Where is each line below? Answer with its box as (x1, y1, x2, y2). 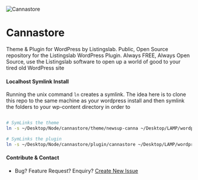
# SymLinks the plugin (6, 136, 62, 142)
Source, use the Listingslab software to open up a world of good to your (6, 58, 181, 65)
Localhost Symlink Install (6, 78, 69, 85)
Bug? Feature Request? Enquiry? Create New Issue (14, 167, 138, 174)
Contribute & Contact (6, 154, 60, 161)
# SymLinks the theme (6, 120, 60, 126)
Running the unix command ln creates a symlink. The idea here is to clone (6, 91, 187, 98)
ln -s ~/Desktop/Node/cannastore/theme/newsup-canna (6, 125, 138, 132)
